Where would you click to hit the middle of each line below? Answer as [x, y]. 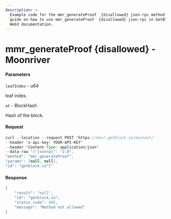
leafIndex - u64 [22, 86]
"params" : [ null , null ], [32, 161]
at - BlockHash [21, 105]
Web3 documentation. [32, 24]
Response [16, 177]
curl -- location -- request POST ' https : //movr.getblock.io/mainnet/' [81, 138]
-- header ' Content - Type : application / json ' [52, 147]
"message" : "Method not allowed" [50, 207]
